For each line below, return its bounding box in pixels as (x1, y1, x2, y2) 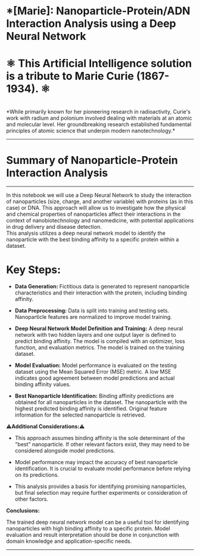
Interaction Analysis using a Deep (6, 17, 177, 30)
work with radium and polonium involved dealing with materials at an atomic (6, 114, 192, 122)
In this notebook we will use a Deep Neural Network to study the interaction (6, 192, 192, 199)
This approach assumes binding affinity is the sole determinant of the (14, 434, 186, 442)
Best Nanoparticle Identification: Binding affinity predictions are (14, 392, 174, 399)
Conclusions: (6, 507, 40, 514)
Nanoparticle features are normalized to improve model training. (14, 313, 173, 320)
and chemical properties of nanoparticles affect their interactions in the (6, 210, 181, 218)
